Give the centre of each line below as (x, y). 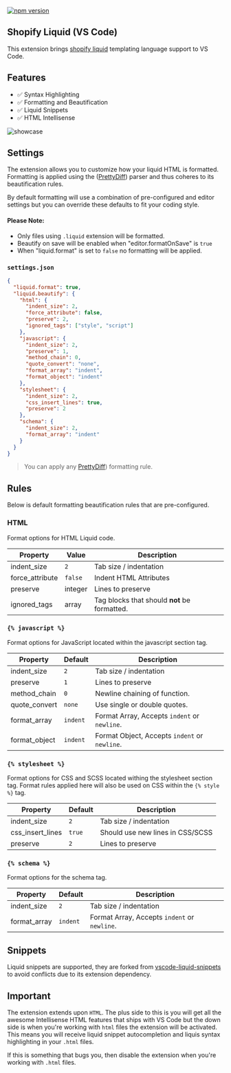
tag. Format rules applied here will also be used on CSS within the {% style (113, 785)
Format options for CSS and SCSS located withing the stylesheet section (110, 778)
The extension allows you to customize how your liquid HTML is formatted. (113, 169)
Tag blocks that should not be (142, 600)
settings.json (31, 267)
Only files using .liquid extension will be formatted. (91, 236)
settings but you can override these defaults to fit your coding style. (103, 205)
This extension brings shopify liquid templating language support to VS (108, 49)
